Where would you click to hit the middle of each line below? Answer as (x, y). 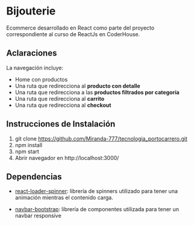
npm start (27, 151)
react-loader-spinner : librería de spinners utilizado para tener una (96, 191)
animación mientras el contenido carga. (64, 198)
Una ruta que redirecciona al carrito (60, 98)
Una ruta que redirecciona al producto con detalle (77, 86)
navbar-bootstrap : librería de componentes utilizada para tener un (97, 209)
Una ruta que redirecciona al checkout (63, 105)
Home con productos (41, 79)
